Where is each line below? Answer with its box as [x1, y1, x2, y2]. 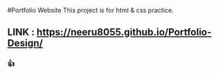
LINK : [7, 26, 35, 38]
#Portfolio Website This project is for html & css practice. [7, 6, 174, 14]
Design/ [7, 37, 43, 49]
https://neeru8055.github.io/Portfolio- [36, 26, 212, 38]
